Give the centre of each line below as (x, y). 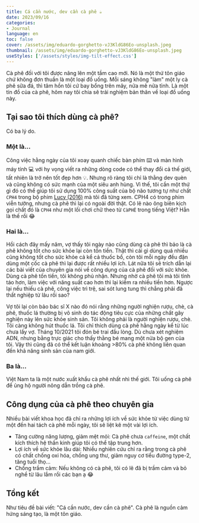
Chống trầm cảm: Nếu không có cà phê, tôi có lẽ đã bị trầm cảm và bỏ (101, 468)
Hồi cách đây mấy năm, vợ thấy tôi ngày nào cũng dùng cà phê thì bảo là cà (99, 244)
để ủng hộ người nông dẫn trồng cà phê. (56, 385)
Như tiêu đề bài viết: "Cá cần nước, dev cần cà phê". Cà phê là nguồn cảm (97, 508)
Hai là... (18, 231)
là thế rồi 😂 (21, 216)
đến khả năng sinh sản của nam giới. (51, 351)
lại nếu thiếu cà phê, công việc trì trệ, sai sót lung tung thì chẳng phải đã (94, 289)
